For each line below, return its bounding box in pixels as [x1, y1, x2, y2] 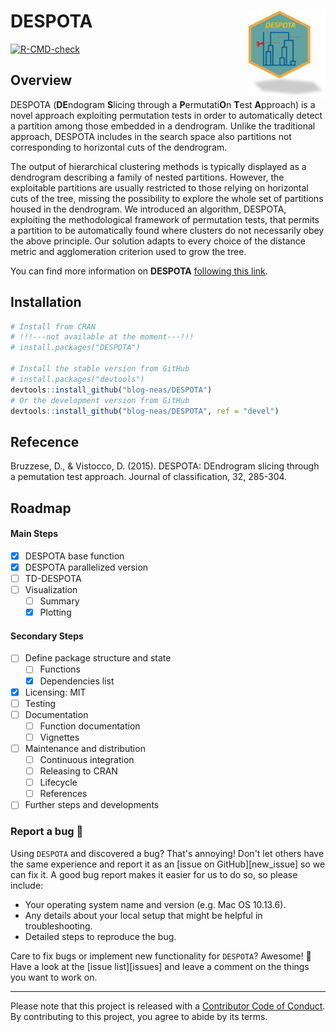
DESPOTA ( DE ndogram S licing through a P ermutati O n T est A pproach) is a [10, 98, 316, 110]
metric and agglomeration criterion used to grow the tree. [10, 245, 247, 257]
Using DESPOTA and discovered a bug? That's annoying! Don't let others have [10, 847, 325, 859]
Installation [10, 294, 82, 311]
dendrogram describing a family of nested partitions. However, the [10, 171, 285, 183]
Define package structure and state [24, 652, 172, 664]
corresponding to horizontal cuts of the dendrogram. [10, 141, 228, 153]
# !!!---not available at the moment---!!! [10, 332, 195, 342]
